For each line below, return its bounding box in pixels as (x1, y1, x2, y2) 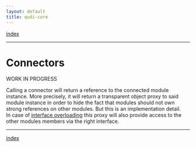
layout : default (6, 8, 45, 15)
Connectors (6, 56, 65, 69)
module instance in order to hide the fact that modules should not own (6, 99, 175, 106)
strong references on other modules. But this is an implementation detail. (6, 105, 181, 112)
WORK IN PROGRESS (6, 76, 57, 83)
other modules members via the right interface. (6, 118, 120, 125)
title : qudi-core (6, 14, 48, 20)
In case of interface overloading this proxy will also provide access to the (6, 112, 182, 119)
